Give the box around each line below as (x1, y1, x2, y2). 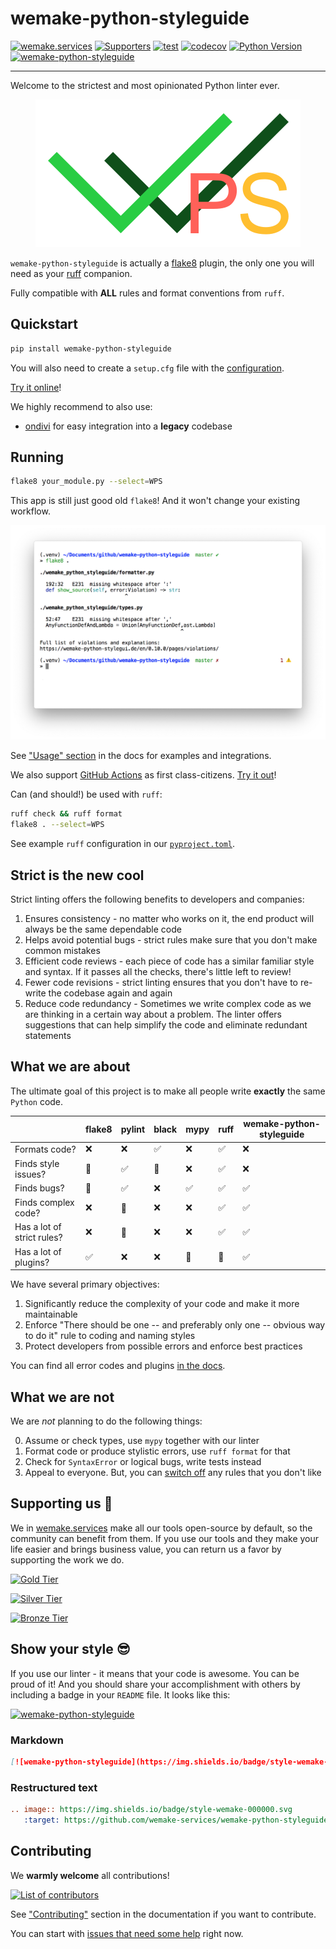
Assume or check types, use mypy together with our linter (24, 1435, 260, 1447)
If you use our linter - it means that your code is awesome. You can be (10, 1667, 300, 1679)
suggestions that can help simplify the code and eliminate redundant (24, 1018, 308, 1031)
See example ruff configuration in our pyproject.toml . (10, 838, 236, 850)
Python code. (10, 1095, 64, 1107)
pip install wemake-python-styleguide (10, 343, 172, 354)
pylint (120, 1123, 146, 1135)
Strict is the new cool (10, 867, 145, 884)
